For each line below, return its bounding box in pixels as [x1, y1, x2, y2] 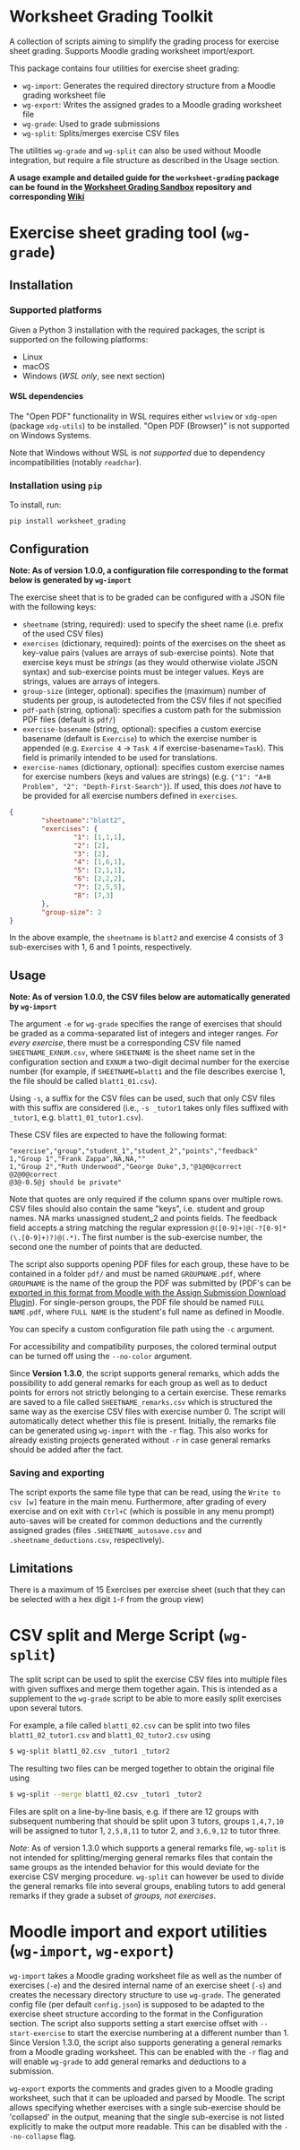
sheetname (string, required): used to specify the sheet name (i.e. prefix [21, 619, 284, 629]
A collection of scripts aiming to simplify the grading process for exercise [9, 36, 279, 47]
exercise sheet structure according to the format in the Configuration [9, 2008, 264, 2019]
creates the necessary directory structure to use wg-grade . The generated [9, 1989, 281, 2000]
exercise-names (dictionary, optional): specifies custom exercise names [21, 762, 285, 773]
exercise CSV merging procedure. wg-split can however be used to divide [9, 1871, 285, 1882]
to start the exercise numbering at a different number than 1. [67, 2027, 289, 2038]
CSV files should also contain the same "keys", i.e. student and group [9, 1203, 266, 1214]
